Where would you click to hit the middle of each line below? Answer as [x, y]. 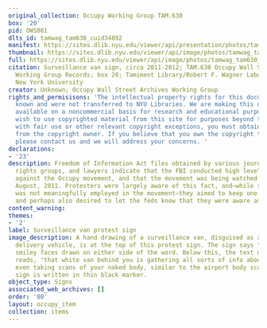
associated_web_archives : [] [56, 290]
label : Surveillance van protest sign [72, 230]
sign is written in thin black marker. [81, 275]
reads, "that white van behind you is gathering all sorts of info [130, 260]
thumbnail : [26, 53]
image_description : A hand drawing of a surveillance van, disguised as [131, 238]
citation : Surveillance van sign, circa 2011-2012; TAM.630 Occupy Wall [131, 68]
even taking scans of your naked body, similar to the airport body [131, 267]
